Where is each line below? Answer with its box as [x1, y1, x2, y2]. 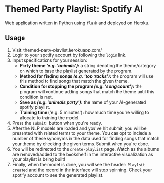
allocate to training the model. [19, 114, 80, 121]
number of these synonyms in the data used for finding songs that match [12, 135, 160, 141]
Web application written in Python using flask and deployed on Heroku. [5, 20, 150, 26]
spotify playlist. [19, 104, 50, 110]
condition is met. [19, 94, 53, 100]
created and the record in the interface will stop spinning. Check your [12, 167, 153, 173]
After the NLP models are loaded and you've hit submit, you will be [12, 125, 147, 131]
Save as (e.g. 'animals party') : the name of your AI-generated [19, 99, 146, 105]
